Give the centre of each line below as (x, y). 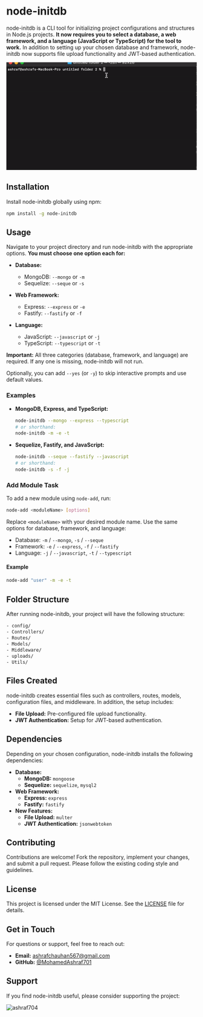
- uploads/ (20, 656)
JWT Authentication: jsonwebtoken (68, 823)
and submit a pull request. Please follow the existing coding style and (92, 863)
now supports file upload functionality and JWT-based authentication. (109, 53)
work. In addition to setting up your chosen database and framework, (93, 47)
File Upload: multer (48, 817)
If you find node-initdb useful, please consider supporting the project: (93, 996)
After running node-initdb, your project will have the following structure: (95, 613)
